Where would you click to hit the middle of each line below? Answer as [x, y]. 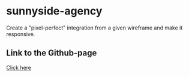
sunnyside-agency [54, 11]
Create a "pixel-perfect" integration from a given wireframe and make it [94, 28]
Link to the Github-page [52, 53]
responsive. [21, 34]
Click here [19, 67]
